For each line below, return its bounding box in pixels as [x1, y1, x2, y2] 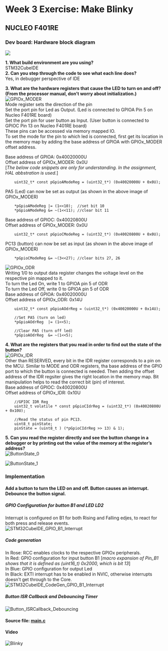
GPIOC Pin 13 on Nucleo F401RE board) [5, 122, 87, 129]
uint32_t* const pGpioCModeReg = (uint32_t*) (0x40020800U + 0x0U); [14, 231, 161, 237]
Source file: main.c [5, 617, 46, 623]
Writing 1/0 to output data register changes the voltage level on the [5, 270, 144, 276]
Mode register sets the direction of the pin [5, 101, 93, 107]
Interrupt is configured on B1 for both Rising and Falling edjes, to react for [5, 515, 157, 521]
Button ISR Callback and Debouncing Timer [5, 593, 98, 599]
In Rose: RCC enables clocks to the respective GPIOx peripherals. [5, 550, 141, 556]
